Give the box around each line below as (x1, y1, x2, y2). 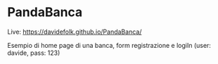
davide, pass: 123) (7, 49, 60, 57)
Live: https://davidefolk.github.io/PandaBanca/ (7, 27, 142, 36)
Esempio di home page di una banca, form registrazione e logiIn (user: (7, 41, 211, 49)
